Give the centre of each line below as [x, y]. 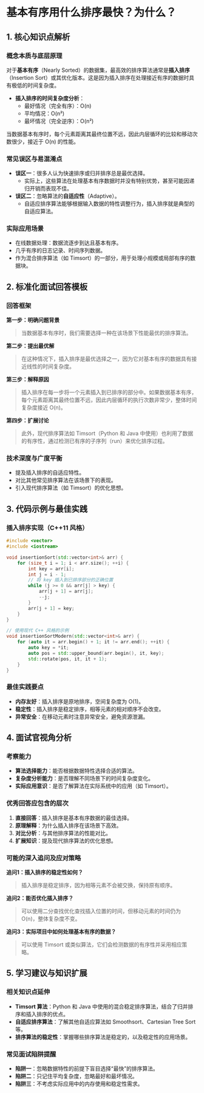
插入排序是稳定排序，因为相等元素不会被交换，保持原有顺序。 [98, 885]
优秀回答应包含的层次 [37, 803]
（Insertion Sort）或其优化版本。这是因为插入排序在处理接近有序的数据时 [98, 77]
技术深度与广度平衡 [34, 458]
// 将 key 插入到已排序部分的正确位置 [71, 580]
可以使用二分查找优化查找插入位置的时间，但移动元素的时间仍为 [101, 911]
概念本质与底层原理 [34, 55]
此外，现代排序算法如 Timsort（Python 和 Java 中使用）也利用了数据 [107, 433]
